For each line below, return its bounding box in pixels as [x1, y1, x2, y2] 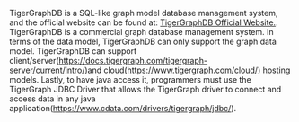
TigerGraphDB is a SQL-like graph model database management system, [9, 8, 278, 18]
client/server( [9, 56, 60, 65]
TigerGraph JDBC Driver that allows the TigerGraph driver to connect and [9, 84, 282, 94]
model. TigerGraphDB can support [9, 46, 137, 57]
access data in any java [9, 93, 96, 104]
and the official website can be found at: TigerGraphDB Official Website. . [9, 17, 278, 28]
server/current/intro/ [9, 65, 85, 75]
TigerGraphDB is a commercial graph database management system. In [9, 27, 274, 37]
